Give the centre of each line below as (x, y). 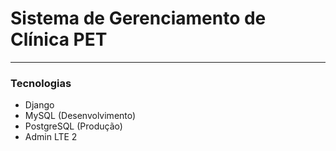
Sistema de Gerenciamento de (138, 18)
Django (39, 105)
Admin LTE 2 (51, 137)
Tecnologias (41, 83)
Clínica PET (59, 39)
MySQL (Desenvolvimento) (80, 116)
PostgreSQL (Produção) (73, 126)
